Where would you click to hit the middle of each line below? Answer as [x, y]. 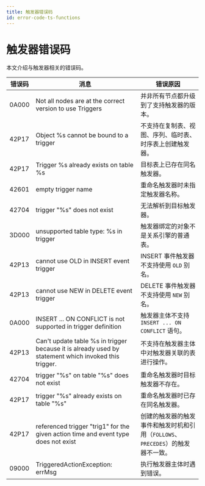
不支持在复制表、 [165, 126]
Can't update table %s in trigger [81, 341]
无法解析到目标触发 [168, 206]
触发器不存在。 [162, 384]
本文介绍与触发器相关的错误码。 [46, 68]
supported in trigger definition [79, 327]
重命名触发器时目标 [168, 375]
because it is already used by [78, 349]
